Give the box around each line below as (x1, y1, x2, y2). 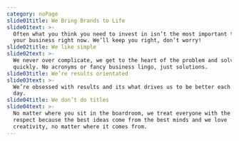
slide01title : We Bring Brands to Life (6, 17, 126, 24)
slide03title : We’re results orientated (6, 70, 129, 77)
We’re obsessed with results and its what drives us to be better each (13, 83, 231, 90)
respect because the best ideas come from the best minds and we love (13, 116, 228, 123)
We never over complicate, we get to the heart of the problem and (13, 57, 218, 64)
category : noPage (6, 10, 59, 18)
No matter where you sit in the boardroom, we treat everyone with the (13, 110, 231, 117)
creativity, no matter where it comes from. (13, 122, 148, 130)
